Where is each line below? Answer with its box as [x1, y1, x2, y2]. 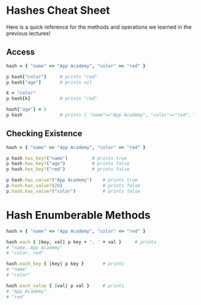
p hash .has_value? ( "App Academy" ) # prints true [6, 177, 138, 183]
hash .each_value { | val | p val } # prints [6, 282, 124, 289]
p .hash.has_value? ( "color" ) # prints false [6, 188, 141, 194]
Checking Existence [6, 129, 83, 139]
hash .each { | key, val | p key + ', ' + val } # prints [6, 239, 157, 245]
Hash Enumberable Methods [6, 209, 151, 222]
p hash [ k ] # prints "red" [6, 96, 98, 102]
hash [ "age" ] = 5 [6, 106, 47, 112]
